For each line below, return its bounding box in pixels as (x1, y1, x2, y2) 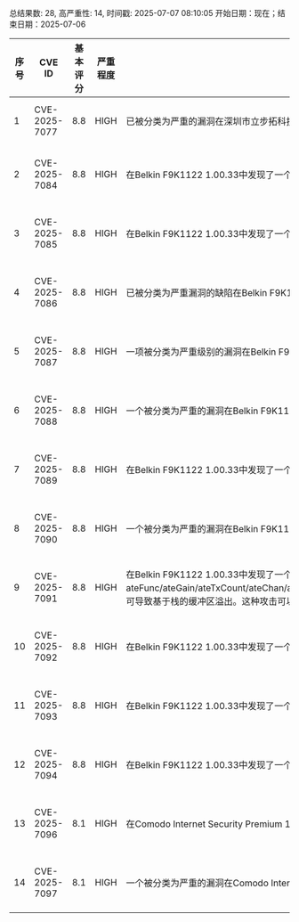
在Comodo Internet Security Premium (125, 818, 283, 830)
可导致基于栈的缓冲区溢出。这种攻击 (125, 595, 278, 608)
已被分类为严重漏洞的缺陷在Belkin (125, 287, 268, 298)
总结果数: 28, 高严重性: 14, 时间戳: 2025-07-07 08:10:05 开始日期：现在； (9, 8, 279, 18)
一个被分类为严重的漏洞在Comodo (125, 877, 269, 889)
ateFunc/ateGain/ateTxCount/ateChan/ (125, 582, 287, 594)
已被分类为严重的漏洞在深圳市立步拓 (125, 115, 278, 127)
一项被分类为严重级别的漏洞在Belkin (125, 346, 277, 358)
